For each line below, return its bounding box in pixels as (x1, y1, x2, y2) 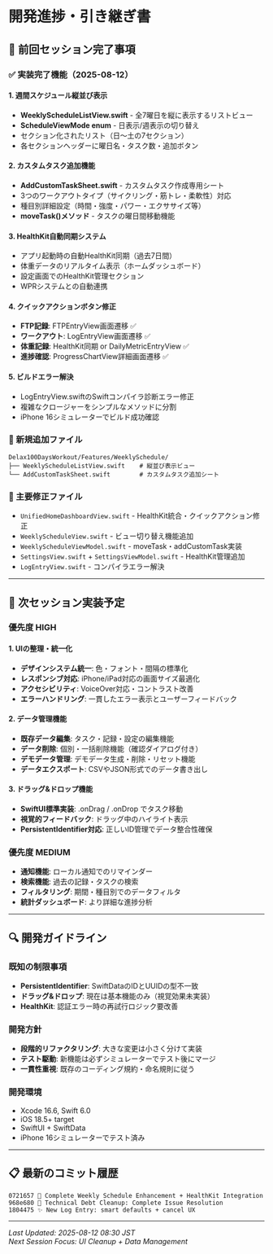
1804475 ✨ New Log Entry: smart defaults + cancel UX (8, 1206, 196, 1214)
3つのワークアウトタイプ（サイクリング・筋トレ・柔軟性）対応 (19, 191, 232, 200)
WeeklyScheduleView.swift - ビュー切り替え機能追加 (19, 531, 193, 541)
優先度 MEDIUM (8, 846, 71, 857)
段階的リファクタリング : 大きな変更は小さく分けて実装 (19, 1044, 203, 1054)
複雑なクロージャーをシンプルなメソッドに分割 (19, 401, 177, 411)
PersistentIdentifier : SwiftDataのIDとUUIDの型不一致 (19, 981, 199, 991)
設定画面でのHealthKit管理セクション (19, 271, 145, 281)
